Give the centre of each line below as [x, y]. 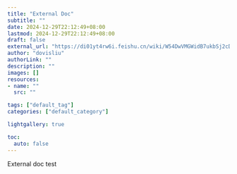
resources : [23, 79]
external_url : [28, 46]
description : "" [31, 66]
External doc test [32, 163]
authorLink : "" [30, 60]
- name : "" [23, 86]
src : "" [25, 92]
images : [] [23, 73]
